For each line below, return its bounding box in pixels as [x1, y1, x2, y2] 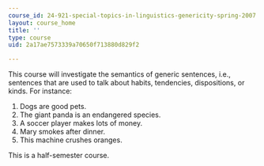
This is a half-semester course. [8, 151, 110, 160]
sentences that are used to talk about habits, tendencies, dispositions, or [8, 78, 245, 88]
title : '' [8, 26, 41, 34]
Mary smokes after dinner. [19, 127, 105, 137]
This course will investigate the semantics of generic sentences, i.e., [8, 70, 232, 79]
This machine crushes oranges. [19, 135, 123, 145]
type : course [8, 33, 51, 42]
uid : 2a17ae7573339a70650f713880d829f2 [8, 41, 140, 49]
